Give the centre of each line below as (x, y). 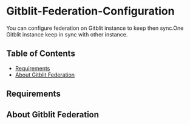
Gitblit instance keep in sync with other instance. (67, 34)
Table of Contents (41, 54)
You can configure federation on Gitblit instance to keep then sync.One (95, 28)
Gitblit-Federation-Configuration (90, 11)
